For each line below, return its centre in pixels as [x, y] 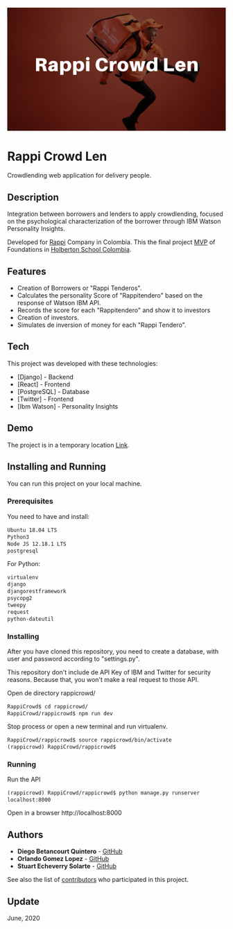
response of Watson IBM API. [59, 303]
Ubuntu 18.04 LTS [32, 530]
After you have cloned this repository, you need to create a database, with [113, 651]
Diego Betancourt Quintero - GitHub [70, 851]
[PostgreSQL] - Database [53, 391]
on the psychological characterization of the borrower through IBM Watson [114, 221]
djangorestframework [37, 591]
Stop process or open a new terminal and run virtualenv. [87, 726]
